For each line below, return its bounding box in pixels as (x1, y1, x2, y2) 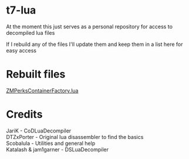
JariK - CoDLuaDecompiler (6, 127, 72, 134)
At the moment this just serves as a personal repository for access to (6, 23, 173, 30)
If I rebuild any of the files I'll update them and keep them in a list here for (6, 41, 183, 48)
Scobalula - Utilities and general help (6, 140, 96, 147)
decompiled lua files (6, 29, 55, 36)
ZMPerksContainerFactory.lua (6, 87, 79, 94)
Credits (6, 108, 43, 121)
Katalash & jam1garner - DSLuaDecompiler (6, 145, 109, 153)
